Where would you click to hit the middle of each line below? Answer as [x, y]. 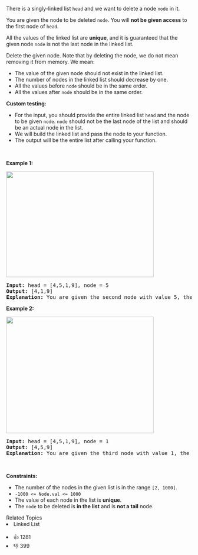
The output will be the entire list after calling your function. [86, 140]
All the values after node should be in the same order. [79, 92]
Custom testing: [26, 104]
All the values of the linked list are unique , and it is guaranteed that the [92, 38]
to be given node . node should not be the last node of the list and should [101, 121]
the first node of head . [32, 26]
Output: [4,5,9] [29, 447]
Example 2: [20, 308]
